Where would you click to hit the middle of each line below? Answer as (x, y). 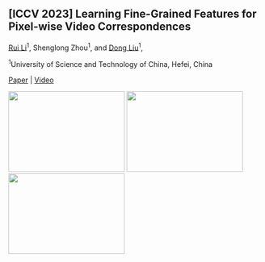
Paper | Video (31, 80)
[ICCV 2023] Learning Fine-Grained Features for (132, 14)
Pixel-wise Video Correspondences (100, 27)
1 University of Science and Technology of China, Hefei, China (110, 64)
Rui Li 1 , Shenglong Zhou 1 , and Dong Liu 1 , (76, 47)
